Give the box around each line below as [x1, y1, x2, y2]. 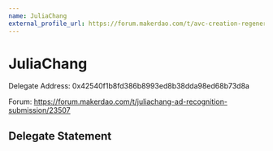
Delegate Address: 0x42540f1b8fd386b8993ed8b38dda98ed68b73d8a [8, 81, 250, 91]
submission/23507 [8, 106, 71, 115]
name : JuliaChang [8, 11, 67, 20]
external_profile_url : [8, 19, 85, 28]
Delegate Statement [8, 129, 112, 143]
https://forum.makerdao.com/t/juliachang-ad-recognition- [33, 97, 227, 106]
